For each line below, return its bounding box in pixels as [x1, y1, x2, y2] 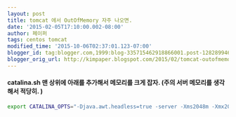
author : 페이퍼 [7, 29, 48, 37]
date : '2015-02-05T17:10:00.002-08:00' [7, 23, 124, 30]
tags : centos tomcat [7, 36, 68, 43]
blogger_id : [7, 50, 42, 57]
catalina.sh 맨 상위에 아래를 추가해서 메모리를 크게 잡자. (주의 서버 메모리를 [7, 78, 212, 87]
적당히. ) [20, 87, 44, 95]
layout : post [7, 10, 46, 18]
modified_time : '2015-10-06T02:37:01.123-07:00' [7, 43, 152, 50]
